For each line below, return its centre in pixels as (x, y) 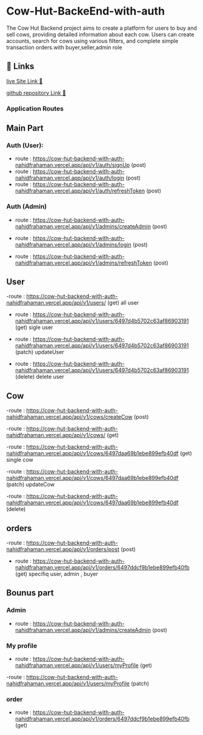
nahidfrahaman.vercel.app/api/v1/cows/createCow (69, 417)
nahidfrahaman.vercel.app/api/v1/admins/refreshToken (84, 263)
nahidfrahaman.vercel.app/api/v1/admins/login (73, 245)
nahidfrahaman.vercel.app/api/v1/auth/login (70, 178)
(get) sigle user (34, 327)
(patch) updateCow (31, 484)
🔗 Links (20, 66)
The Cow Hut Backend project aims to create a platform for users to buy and (101, 28)
